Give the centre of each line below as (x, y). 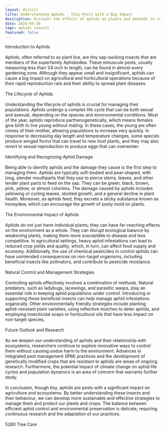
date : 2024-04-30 (23, 23)
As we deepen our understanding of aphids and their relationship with (76, 340)
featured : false (22, 33)
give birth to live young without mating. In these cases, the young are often (81, 125)
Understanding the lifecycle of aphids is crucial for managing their (72, 104)
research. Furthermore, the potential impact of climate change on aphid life (81, 367)
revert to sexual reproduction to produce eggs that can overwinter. (72, 146)
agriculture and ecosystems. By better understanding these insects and (77, 393)
